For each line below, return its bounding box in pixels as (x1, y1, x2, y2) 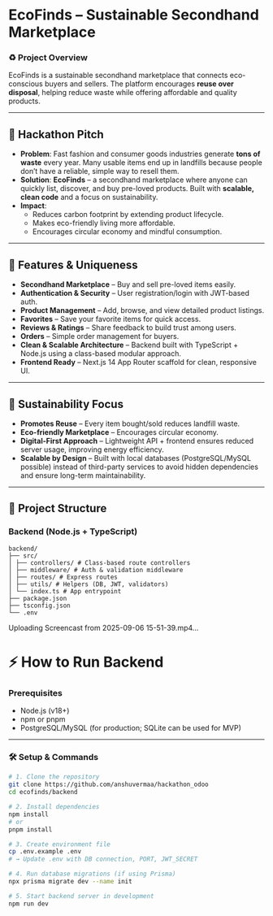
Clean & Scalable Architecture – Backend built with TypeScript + (19, 340, 238, 350)
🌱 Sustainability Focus (8, 397, 124, 411)
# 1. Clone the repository (8, 773, 100, 781)
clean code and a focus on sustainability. (19, 193, 158, 202)
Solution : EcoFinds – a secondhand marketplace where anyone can (19, 175, 248, 185)
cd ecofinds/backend (8, 788, 79, 797)
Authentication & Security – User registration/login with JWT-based (19, 289, 250, 298)
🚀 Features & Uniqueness (8, 258, 138, 271)
